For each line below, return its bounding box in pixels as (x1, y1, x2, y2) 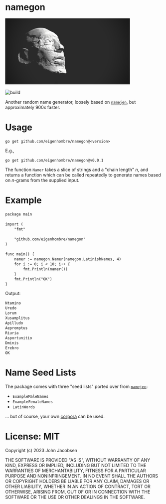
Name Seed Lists (5, 367, 76, 378)
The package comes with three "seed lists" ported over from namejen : (5, 383, 148, 389)
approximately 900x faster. (5, 104, 61, 111)
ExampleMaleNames (12, 394, 49, 399)
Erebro (5, 345, 19, 350)
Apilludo (5, 321, 23, 326)
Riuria (5, 331, 19, 336)
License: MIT (5, 431, 60, 442)
